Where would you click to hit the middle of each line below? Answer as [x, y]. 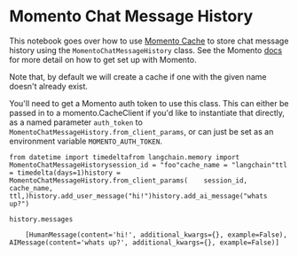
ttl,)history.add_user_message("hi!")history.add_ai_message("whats [138, 196]
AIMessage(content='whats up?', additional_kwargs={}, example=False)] [144, 242]
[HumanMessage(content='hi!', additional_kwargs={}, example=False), [157, 235]
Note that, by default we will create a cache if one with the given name [138, 76]
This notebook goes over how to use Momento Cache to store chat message [149, 41]
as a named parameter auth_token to [76, 122]
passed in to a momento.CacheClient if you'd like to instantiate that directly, [147, 112]
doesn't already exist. [49, 86]
